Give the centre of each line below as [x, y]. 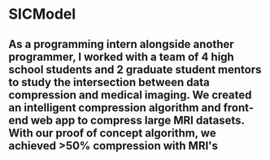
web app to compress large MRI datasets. [137, 120]
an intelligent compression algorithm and [115, 108]
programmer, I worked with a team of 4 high [121, 56]
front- [239, 108]
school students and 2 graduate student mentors [135, 69]
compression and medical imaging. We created [130, 95]
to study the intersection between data [109, 82]
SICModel [42, 14]
